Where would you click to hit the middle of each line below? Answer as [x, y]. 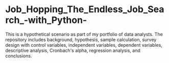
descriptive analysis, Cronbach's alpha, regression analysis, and [73, 50]
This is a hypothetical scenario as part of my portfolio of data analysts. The [84, 34]
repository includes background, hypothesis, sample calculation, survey [81, 40]
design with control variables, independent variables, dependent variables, [84, 45]
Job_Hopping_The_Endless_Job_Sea [85, 9]
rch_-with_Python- [46, 20]
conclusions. [19, 56]
